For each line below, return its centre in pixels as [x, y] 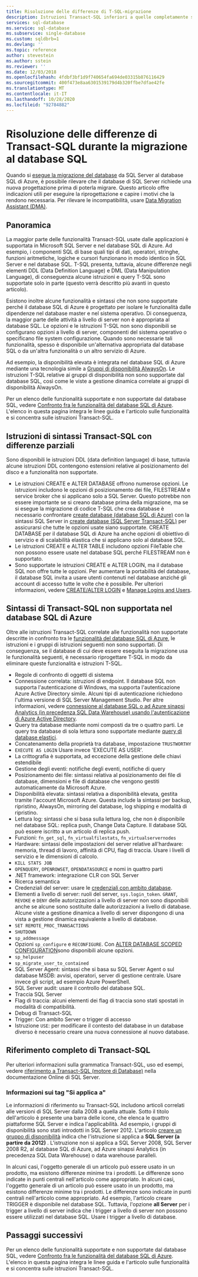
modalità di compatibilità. [45, 1006]
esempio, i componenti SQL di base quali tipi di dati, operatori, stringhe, [93, 252]
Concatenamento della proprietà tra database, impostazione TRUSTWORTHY [103, 743]
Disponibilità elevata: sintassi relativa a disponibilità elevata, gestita [96, 794]
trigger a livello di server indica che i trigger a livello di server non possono [97, 1210]
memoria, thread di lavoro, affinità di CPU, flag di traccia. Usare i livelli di [102, 850]
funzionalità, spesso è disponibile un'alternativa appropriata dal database [95, 345]
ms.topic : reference [32, 50]
